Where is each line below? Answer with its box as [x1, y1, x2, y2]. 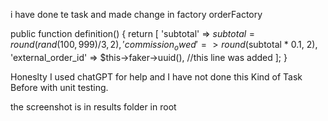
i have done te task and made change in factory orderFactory [10, 9, 263, 20]
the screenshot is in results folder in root [10, 100, 177, 113]
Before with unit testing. [10, 81, 109, 93]
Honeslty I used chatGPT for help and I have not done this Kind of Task [10, 70, 303, 83]
